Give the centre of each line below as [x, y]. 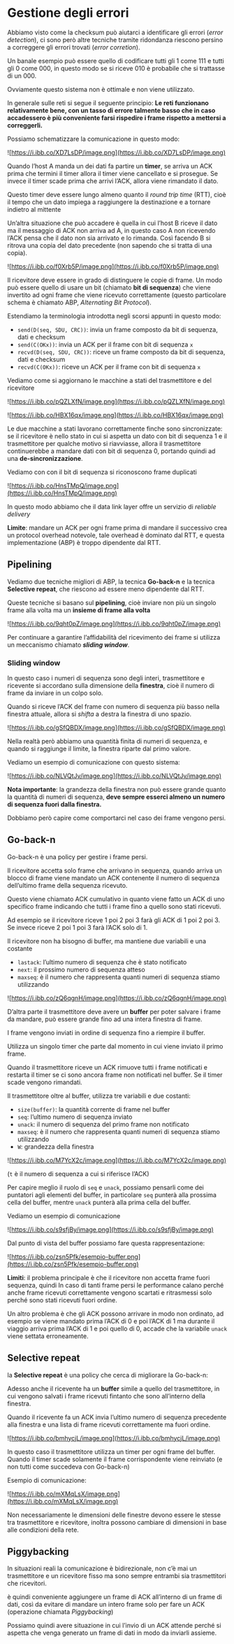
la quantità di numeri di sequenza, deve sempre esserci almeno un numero [116, 797]
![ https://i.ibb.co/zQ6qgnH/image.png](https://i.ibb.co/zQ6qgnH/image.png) [117, 998]
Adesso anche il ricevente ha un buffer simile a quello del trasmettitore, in [114, 1388]
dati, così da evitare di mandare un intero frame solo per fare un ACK [106, 1605]
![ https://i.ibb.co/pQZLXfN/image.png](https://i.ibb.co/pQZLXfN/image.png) [116, 401]
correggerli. [25, 125]
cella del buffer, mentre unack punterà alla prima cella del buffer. [99, 1202]
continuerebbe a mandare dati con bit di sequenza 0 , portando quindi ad [111, 451]
